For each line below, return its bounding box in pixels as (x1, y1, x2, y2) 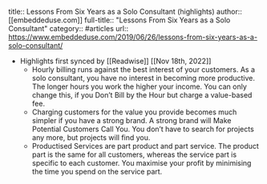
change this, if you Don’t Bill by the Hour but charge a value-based (31, 90, 253, 99)
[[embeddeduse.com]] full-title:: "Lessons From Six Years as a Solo (8, 15, 231, 25)
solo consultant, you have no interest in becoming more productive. (31, 74, 255, 82)
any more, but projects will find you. (31, 133, 151, 142)
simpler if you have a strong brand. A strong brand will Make (31, 116, 232, 125)
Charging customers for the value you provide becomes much (31, 107, 237, 117)
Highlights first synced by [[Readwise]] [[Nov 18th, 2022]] (19, 56, 212, 66)
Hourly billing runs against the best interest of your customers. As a (31, 65, 255, 74)
